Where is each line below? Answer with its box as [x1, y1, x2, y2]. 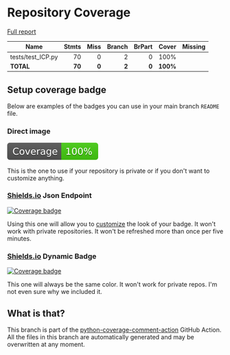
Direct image [7, 127, 51, 136]
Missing [181, 42, 206, 51]
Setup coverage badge [7, 84, 106, 95]
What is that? [7, 307, 65, 319]
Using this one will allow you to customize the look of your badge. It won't [7, 219, 216, 228]
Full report [7, 27, 36, 36]
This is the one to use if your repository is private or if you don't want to [7, 167, 210, 175]
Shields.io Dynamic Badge [7, 252, 97, 261]
